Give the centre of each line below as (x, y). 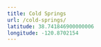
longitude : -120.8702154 (43, 33)
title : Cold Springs (37, 13)
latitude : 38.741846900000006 (51, 26)
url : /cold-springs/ (37, 20)
